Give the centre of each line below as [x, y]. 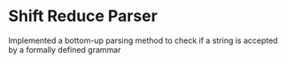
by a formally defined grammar [65, 49]
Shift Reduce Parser [83, 16]
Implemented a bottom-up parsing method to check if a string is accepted [143, 40]
